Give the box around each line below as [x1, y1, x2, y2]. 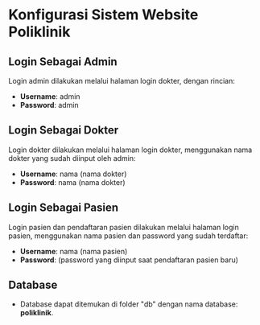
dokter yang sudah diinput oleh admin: [8, 153, 136, 162]
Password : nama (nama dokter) [19, 177, 126, 187]
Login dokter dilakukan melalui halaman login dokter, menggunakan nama [8, 145, 253, 154]
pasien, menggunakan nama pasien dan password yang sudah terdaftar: [8, 231, 249, 241]
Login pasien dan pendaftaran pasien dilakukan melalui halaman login [8, 222, 239, 232]
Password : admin [19, 101, 79, 109]
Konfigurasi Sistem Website [8, 6, 199, 24]
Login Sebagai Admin [8, 55, 118, 68]
